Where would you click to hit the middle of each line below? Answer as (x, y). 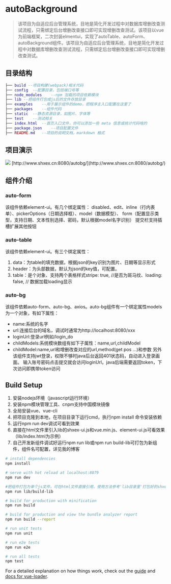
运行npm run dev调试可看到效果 (46, 424)
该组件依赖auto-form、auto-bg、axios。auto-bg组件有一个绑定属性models (84, 307)
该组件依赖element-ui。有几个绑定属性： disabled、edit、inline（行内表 (80, 207)
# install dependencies (31, 459)
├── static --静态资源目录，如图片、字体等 (48, 114)
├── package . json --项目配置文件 (42, 128)
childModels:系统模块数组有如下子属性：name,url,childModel (77, 343)
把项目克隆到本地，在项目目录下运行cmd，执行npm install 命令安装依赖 (87, 417)
